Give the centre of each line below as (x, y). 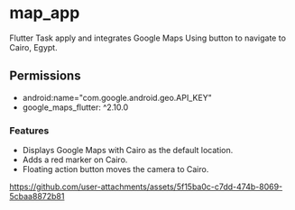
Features (29, 131)
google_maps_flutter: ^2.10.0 (75, 107)
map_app (45, 13)
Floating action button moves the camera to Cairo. (115, 169)
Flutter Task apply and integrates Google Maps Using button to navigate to (148, 38)
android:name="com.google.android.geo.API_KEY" (117, 97)
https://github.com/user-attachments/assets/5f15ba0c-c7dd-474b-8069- (146, 187)
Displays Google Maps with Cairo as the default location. (128, 151)
